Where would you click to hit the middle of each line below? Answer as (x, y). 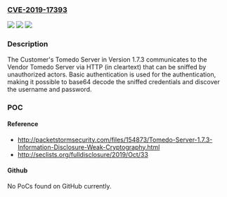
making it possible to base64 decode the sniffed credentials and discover (113, 81)
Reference (23, 124)
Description (28, 44)
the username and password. (50, 89)
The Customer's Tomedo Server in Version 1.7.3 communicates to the (107, 59)
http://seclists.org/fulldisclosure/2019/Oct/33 (83, 154)
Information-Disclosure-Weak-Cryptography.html (89, 147)
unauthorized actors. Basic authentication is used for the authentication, (112, 74)
